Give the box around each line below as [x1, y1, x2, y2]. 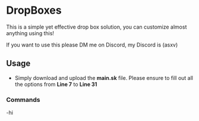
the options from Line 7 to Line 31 [14, 80, 97, 88]
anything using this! [6, 29, 55, 36]
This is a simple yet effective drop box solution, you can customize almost [6, 23, 187, 30]
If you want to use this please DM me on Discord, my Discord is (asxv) [6, 41, 178, 48]
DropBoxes [6, 4, 62, 17]
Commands [6, 95, 40, 104]
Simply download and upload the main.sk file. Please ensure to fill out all [14, 74, 193, 81]
